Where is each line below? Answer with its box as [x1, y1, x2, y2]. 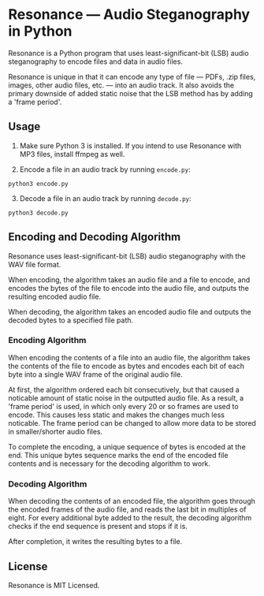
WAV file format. [8, 259, 61, 269]
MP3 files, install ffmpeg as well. [19, 149, 125, 158]
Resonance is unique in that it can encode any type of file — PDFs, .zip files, [8, 72, 256, 81]
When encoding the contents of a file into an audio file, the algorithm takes [8, 352, 251, 362]
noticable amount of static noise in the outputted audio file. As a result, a [8, 393, 244, 403]
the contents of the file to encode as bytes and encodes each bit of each [8, 361, 244, 371]
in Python [8, 22, 73, 40]
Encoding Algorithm [8, 335, 87, 346]
